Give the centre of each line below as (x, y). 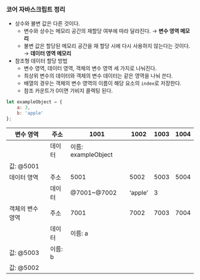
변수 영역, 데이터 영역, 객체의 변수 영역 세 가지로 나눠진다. (90, 68)
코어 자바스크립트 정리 (36, 9)
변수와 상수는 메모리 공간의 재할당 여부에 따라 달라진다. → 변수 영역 (101, 31)
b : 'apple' (30, 113)
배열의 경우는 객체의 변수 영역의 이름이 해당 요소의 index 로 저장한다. (102, 83)
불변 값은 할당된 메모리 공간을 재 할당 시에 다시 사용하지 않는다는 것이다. (107, 46)
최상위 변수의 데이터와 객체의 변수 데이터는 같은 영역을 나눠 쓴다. (98, 76)
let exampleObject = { (34, 102)
